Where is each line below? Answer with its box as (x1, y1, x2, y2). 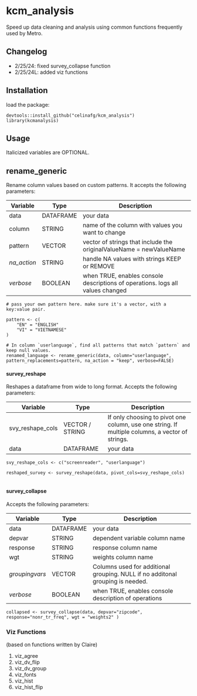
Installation (6, 86, 48, 96)
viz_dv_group (14, 664, 47, 672)
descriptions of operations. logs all (83, 279, 178, 287)
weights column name (93, 553, 154, 561)
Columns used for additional (93, 562, 171, 571)
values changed (83, 286, 127, 294)
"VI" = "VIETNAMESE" (16, 327, 67, 333)
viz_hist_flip (14, 683, 43, 690)
